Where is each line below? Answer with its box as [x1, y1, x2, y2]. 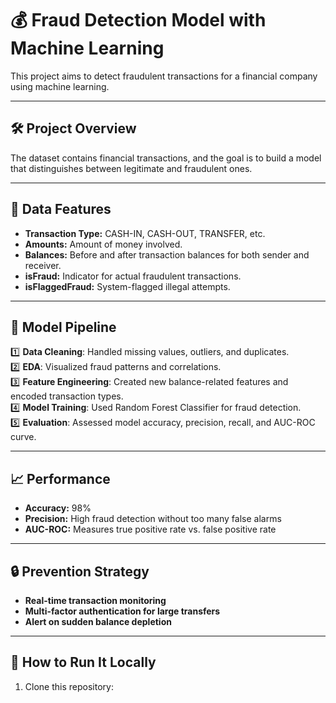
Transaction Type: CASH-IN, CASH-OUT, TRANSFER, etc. [24, 227, 266, 239]
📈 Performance [10, 470, 111, 487]
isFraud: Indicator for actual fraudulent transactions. [24, 270, 242, 282]
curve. [10, 431, 37, 443]
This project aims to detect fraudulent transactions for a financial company [10, 70, 318, 82]
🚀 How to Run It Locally [10, 654, 157, 671]
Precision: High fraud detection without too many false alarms [24, 513, 282, 525]
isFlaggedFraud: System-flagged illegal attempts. [24, 280, 231, 292]
